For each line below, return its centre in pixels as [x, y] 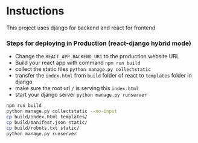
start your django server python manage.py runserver [81, 95]
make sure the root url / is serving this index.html [77, 88]
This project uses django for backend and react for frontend [81, 28]
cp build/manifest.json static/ [47, 122]
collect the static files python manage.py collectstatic [83, 69]
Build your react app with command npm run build [78, 63]
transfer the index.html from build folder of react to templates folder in [103, 76]
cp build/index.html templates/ [47, 117]
